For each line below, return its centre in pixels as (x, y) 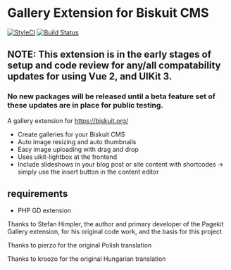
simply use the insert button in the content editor (88, 172)
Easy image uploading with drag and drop (78, 149)
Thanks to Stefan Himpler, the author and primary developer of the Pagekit (115, 224)
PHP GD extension (44, 211)
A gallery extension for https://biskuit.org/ (68, 120)
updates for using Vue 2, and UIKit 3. (90, 76)
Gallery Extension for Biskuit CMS (108, 13)
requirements (38, 194)
